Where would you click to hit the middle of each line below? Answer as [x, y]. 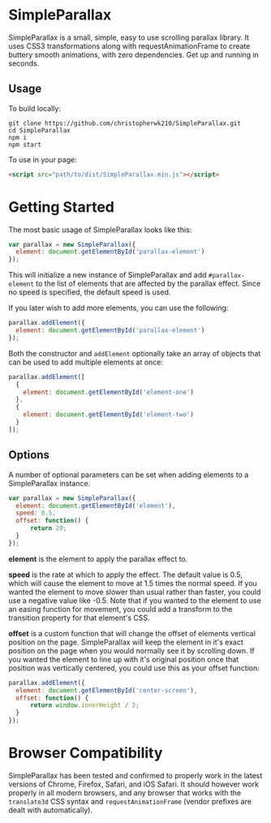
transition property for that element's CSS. [79, 618]
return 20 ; [48, 528]
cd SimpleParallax [39, 130]
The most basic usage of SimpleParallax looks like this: [100, 230]
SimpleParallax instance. [49, 483]
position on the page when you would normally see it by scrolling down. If [131, 650]
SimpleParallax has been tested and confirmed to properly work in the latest [135, 775]
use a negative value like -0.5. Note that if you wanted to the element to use [135, 600]
